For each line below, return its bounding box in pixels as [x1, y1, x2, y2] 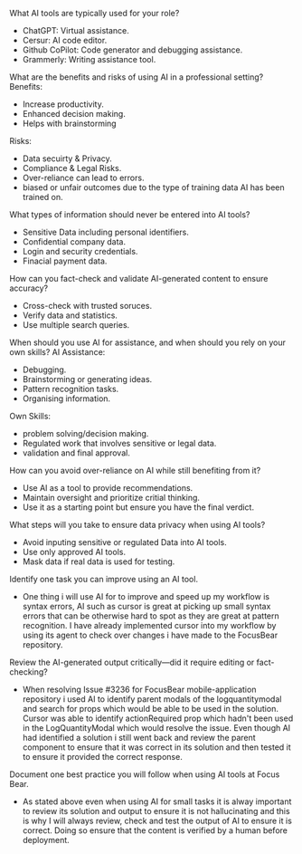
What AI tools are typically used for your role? [9, 8, 180, 18]
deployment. [22, 835, 70, 845]
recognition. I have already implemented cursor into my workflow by [22, 620, 277, 630]
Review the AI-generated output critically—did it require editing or [9, 657, 255, 667]
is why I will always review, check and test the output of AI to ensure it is [22, 815, 292, 826]
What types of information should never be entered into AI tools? [9, 209, 250, 220]
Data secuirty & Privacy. [22, 153, 112, 164]
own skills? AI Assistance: [9, 347, 106, 357]
